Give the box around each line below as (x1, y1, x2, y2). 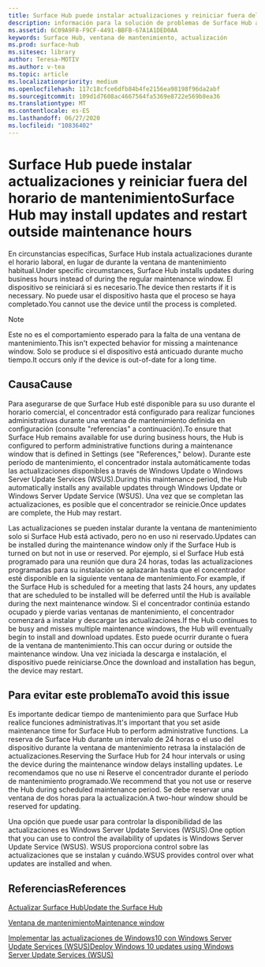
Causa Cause (8, 378, 73, 392)
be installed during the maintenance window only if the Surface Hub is (8, 540, 237, 549)
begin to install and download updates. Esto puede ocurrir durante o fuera (8, 632, 248, 642)
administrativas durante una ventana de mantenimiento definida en (8, 415, 226, 425)
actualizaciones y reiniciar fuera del (8, 172, 248, 190)
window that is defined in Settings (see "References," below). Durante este (8, 449, 251, 459)
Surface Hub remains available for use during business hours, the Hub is (8, 432, 244, 442)
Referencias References (8, 882, 126, 895)
